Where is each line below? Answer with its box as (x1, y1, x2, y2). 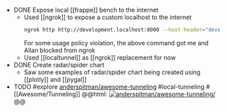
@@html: (82, 89, 108, 98)
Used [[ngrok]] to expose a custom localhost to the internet (23, 13, 192, 21)
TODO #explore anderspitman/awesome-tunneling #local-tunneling (13, 82, 204, 91)
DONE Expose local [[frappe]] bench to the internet (13, 6, 159, 14)
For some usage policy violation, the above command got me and (23, 38, 209, 47)
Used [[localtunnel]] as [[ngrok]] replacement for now (23, 53, 176, 61)
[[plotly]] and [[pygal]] (23, 75, 87, 83)
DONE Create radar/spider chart (13, 60, 105, 69)
